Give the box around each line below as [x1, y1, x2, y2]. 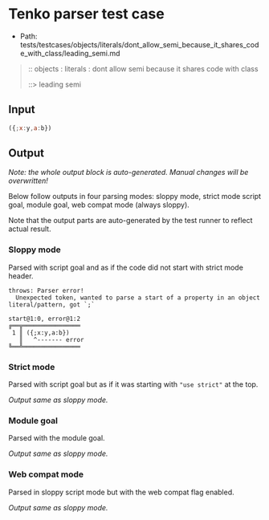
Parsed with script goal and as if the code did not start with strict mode [8, 262, 243, 272]
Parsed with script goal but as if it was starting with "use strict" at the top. [8, 380, 259, 389]
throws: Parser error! [8, 286, 84, 295]
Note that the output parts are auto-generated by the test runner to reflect [8, 216, 253, 225]
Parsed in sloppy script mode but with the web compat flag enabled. [8, 487, 234, 497]
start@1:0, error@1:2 [8, 315, 81, 323]
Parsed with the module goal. [8, 433, 106, 443]
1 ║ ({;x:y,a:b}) [11, 328, 70, 337]
